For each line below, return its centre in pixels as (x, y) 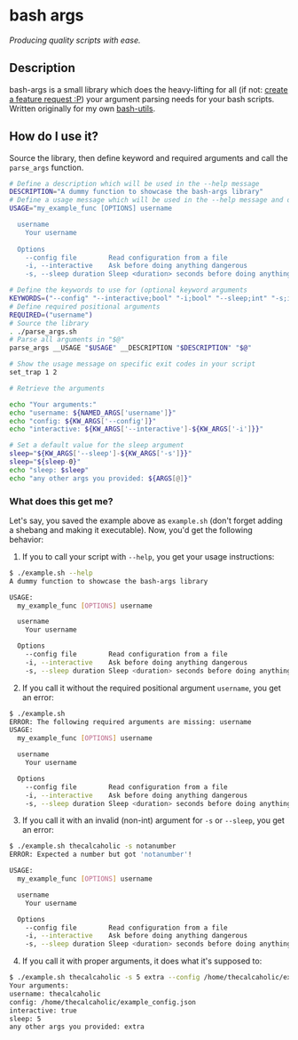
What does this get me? (61, 501)
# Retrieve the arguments (57, 388)
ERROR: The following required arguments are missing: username (130, 722)
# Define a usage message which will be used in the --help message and (146, 200)
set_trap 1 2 (33, 373)
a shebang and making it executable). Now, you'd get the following (131, 529)
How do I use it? (54, 137)
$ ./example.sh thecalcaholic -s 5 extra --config (105, 978)
